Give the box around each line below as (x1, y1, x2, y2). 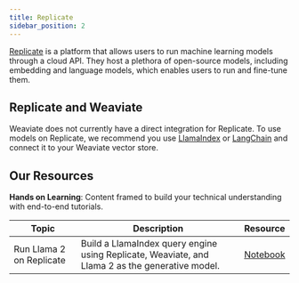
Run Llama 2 (13, 243, 67, 255)
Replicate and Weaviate (9, 100, 143, 115)
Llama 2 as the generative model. (80, 260, 220, 272)
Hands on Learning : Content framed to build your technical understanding (9, 192, 282, 203)
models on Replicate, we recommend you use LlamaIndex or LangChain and (9, 133, 288, 143)
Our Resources (9, 168, 94, 183)
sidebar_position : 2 (9, 21, 86, 30)
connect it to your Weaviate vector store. (9, 142, 158, 153)
